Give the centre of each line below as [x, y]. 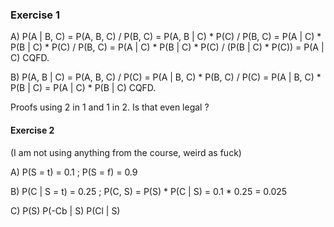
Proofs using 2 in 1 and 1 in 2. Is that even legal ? [110, 107]
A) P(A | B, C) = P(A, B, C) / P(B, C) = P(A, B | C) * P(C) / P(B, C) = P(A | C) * [166, 37]
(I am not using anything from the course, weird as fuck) [126, 152]
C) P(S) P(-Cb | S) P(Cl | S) [65, 210]
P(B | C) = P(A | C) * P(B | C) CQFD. [83, 88]
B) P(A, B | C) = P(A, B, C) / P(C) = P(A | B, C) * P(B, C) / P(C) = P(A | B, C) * [166, 77]
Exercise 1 [35, 15]
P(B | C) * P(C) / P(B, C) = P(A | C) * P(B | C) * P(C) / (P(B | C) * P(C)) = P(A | [167, 47]
